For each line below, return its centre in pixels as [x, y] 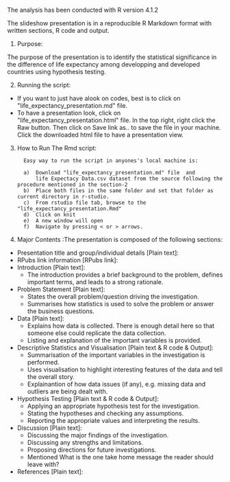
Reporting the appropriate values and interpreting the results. [113, 421]
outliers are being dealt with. [67, 391]
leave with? [43, 464]
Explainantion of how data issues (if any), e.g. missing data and [116, 384]
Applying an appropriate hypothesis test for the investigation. [113, 406]
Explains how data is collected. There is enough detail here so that [121, 326]
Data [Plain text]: [41, 318]
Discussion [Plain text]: [49, 428]
